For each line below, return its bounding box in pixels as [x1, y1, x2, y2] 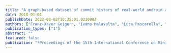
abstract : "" [5, 31, 33, 36]
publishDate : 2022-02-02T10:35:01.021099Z [5, 17, 97, 22]
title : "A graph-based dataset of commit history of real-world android [5, 7, 163, 13]
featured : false [5, 36, 40, 41]
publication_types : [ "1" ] [5, 26, 60, 31]
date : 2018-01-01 [5, 12, 42, 17]
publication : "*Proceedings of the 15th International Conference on [5, 40, 156, 45]
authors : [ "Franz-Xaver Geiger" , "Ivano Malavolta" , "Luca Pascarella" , [5, 21, 163, 27]
